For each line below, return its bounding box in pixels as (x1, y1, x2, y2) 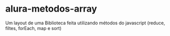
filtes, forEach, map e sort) (5, 25, 62, 31)
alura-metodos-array (5, 3, 97, 15)
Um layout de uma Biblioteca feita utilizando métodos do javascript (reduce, (5, 20, 165, 26)
